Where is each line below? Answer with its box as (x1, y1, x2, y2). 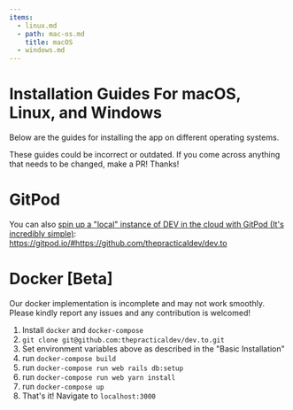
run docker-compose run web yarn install (21, 371, 176, 382)
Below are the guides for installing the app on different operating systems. (9, 132, 280, 143)
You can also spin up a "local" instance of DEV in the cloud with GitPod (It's (9, 219, 285, 229)
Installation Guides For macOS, (9, 84, 242, 104)
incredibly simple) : (9, 228, 77, 239)
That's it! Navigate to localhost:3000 (21, 391, 157, 401)
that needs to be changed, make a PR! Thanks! (9, 159, 180, 169)
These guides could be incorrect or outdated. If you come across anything (9, 150, 281, 160)
